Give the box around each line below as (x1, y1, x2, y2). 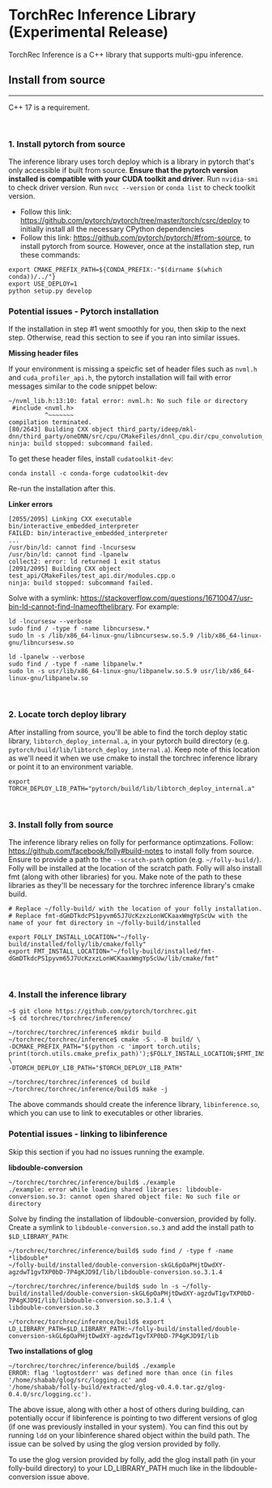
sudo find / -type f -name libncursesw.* (8, 624, 151, 633)
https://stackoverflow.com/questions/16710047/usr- (80, 594, 253, 603)
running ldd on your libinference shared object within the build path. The (8, 1430, 250, 1440)
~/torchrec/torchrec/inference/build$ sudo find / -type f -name (8, 1246, 233, 1254)
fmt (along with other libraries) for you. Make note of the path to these (8, 872, 242, 881)
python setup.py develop (8, 287, 92, 295)
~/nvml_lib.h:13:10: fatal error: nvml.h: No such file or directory (8, 397, 249, 405)
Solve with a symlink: (8, 594, 79, 603)
